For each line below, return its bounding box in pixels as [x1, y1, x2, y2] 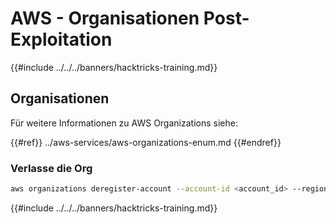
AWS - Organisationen [10, 7, 200, 30]
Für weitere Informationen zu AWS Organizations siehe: [10, 117, 238, 129]
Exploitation [10, 28, 113, 51]
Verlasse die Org [10, 161, 93, 175]
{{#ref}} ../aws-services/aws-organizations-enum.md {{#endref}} [10, 136, 282, 148]
